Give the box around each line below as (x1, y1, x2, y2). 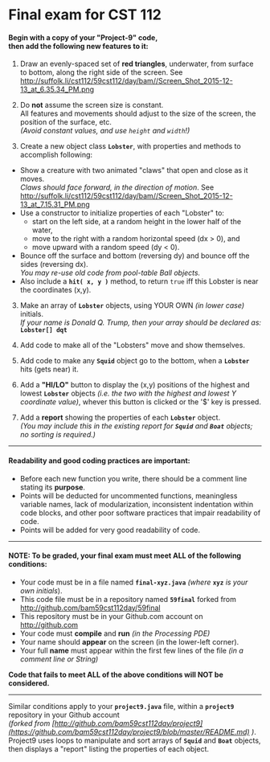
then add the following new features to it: (8, 41, 149, 51)
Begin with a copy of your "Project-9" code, (8, 32, 158, 42)
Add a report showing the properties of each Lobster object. (19, 412, 221, 423)
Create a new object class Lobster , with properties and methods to (19, 141, 241, 151)
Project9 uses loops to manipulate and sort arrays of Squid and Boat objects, (8, 735, 261, 745)
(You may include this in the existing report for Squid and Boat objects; (19, 421, 253, 431)
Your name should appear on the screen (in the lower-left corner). (19, 637, 239, 646)
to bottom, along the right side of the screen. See (19, 68, 183, 77)
